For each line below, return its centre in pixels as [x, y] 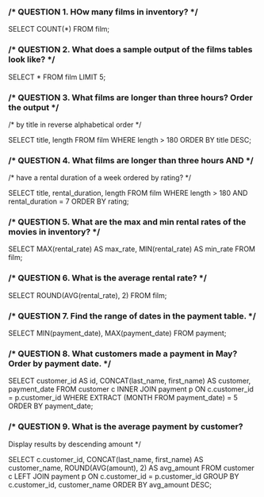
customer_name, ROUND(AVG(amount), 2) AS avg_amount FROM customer [132, 468]
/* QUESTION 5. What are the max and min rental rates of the [127, 222]
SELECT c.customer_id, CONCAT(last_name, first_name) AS [106, 459]
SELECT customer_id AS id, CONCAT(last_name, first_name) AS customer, [130, 381]
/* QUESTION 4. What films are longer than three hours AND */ [131, 160]
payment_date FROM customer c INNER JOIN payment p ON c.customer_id [131, 389]
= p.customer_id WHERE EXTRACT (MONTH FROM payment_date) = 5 [123, 398]
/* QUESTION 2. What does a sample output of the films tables [130, 50]
